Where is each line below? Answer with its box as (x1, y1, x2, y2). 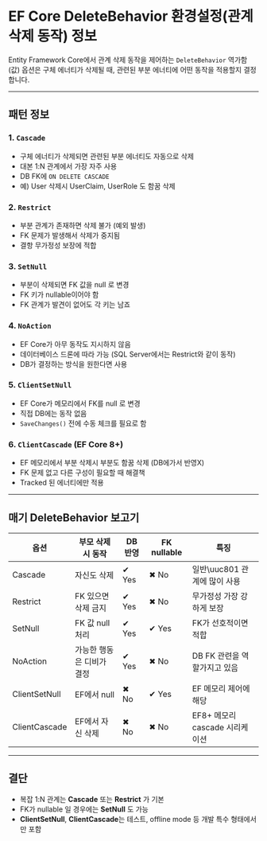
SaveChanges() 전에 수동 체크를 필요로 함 (19, 419, 147, 428)
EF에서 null (74, 689, 115, 700)
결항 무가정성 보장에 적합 (19, 240, 97, 250)
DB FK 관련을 (192, 650, 240, 661)
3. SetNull (8, 260, 48, 271)
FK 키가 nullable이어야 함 (19, 290, 99, 299)
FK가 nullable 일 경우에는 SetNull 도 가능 (19, 804, 149, 814)
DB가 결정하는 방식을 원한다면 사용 (19, 359, 128, 368)
